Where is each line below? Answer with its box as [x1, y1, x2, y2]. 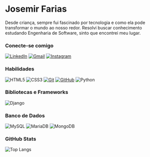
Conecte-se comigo [5, 42, 54, 49]
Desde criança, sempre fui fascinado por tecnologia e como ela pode [5, 20, 146, 25]
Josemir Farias [5, 3, 67, 15]
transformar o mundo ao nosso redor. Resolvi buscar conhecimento [5, 24, 142, 30]
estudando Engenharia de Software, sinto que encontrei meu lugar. [5, 30, 141, 36]
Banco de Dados [5, 112, 45, 119]
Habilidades [5, 66, 34, 72]
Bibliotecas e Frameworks [5, 89, 68, 96]
